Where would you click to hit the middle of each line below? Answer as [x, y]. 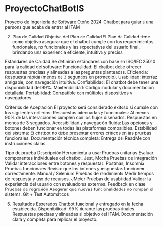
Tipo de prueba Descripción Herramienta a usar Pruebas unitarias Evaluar [79, 153]
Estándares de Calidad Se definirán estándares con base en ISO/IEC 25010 [80, 61]
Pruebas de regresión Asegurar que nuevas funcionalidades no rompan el [79, 189]
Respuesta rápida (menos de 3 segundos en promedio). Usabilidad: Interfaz [81, 77]
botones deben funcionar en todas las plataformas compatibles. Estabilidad [81, 128]
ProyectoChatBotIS [45, 9]
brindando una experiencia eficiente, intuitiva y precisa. [68, 52]
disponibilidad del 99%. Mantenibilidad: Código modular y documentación [80, 87]
